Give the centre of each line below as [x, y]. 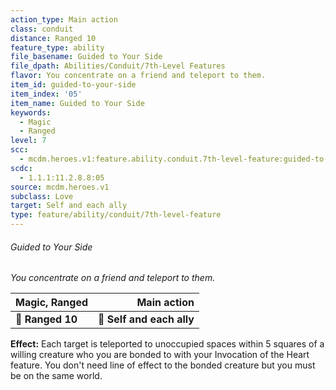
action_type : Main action [64, 19]
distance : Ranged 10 [53, 38]
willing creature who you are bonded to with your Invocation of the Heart [160, 355]
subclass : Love [42, 196]
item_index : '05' [46, 94]
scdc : [21, 168]
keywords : [31, 112]
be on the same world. [56, 376]
